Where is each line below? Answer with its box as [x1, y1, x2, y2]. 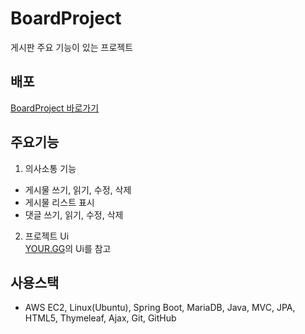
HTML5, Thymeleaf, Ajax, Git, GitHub [24, 312, 177, 324]
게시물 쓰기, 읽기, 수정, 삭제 [24, 183, 132, 196]
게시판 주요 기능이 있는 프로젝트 [10, 41, 134, 53]
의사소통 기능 [24, 162, 77, 174]
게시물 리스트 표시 [24, 196, 95, 208]
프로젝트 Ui [24, 230, 70, 242]
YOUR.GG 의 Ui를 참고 [24, 242, 112, 254]
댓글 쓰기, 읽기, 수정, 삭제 [24, 208, 124, 221]
